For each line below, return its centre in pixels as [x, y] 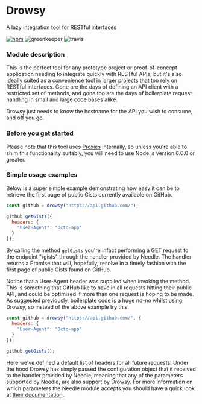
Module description [36, 54]
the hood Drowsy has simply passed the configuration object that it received [101, 369]
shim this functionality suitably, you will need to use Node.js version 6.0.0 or [101, 153]
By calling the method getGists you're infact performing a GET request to [97, 250]
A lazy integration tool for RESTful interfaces [62, 27]
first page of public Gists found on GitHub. [59, 270]
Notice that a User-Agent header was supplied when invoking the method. [98, 282]
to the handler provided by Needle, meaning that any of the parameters [95, 376]
